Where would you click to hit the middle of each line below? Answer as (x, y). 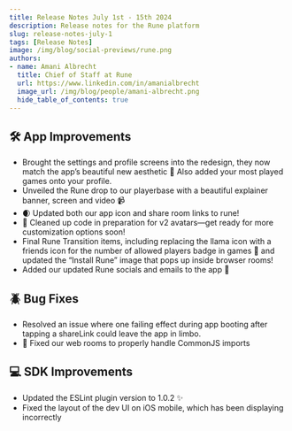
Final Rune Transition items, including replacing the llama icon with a (146, 242)
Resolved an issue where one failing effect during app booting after (145, 324)
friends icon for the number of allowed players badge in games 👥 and (148, 251)
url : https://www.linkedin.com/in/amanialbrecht (108, 83)
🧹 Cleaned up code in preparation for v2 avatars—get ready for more (148, 223)
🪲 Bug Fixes (44, 299)
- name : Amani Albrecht (53, 67)
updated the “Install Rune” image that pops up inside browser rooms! (148, 260)
